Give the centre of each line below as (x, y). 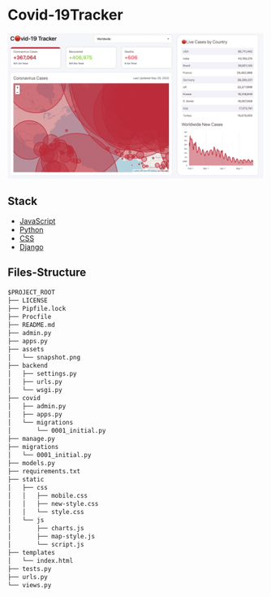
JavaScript (37, 220)
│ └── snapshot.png (44, 357)
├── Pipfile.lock (37, 308)
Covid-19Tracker (65, 15)
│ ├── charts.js (46, 528)
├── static (26, 479)
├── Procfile (30, 316)
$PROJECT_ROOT (32, 292)
